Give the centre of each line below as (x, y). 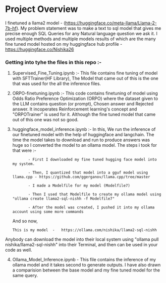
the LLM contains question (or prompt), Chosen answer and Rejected (83, 104)
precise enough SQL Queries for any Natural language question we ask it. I (81, 33)
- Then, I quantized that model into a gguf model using (88, 173)
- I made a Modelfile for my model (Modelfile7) (79, 186)
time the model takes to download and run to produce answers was (81, 140)
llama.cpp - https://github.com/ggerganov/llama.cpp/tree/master (81, 177)
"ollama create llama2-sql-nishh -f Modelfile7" (63, 199)
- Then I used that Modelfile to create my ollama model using (95, 194)
